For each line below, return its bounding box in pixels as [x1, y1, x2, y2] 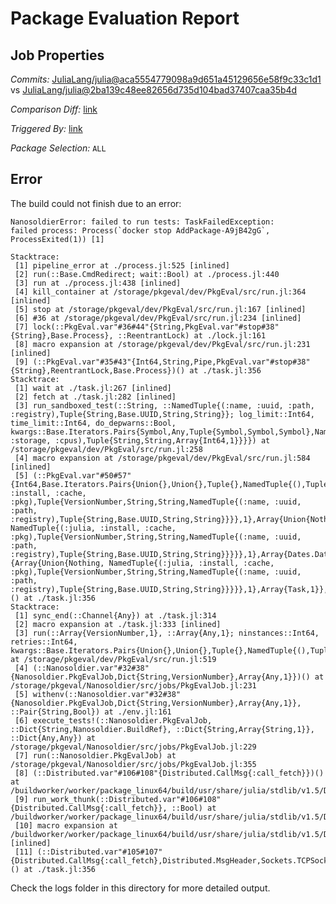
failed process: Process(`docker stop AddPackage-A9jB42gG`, [10, 225, 271, 236]
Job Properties [10, 47, 105, 64]
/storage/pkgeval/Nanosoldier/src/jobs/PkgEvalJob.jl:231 [10, 680, 257, 691]
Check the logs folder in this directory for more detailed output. [10, 882, 271, 894]
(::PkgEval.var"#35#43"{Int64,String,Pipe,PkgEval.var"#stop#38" [32, 357, 311, 367]
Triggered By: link [10, 123, 83, 134]
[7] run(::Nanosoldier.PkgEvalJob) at [14, 750, 177, 761]
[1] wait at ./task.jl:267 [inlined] [14, 383, 172, 393]
